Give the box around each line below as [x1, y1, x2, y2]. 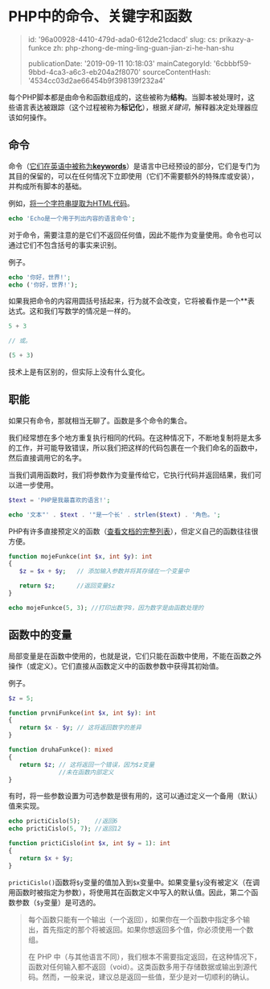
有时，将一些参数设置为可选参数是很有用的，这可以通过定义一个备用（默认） [8, 791, 262, 801]
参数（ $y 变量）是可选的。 [14, 897, 100, 907]
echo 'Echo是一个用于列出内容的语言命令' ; [8, 214, 136, 222]
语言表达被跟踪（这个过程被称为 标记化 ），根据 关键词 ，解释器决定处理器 [14, 102, 252, 112]
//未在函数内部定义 [59, 768, 114, 777]
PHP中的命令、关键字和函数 [8, 7, 193, 26]
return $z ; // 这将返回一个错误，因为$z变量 [18, 760, 155, 769]
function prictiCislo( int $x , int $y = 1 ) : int [8, 839, 171, 847]
